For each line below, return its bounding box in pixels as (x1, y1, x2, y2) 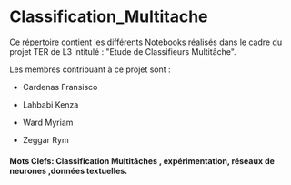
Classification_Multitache (9, 6, 208, 27)
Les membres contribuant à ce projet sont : (9, 64, 171, 75)
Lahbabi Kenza (22, 98, 79, 110)
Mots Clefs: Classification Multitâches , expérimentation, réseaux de (9, 155, 276, 166)
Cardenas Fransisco (22, 81, 98, 92)
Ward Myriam (22, 117, 74, 128)
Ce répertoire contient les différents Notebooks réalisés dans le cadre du (9, 36, 283, 47)
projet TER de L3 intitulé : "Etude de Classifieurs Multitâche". (9, 46, 236, 57)
